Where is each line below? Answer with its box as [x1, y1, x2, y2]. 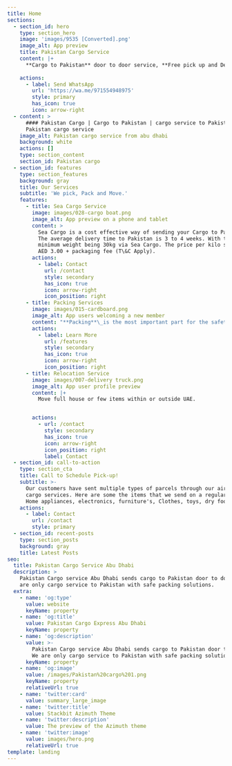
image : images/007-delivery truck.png [32, 376, 144, 384]
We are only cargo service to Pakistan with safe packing [32, 652, 202, 659]
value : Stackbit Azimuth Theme [25, 710, 116, 717]
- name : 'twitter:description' [19, 716, 110, 723]
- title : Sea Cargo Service [25, 203, 107, 210]
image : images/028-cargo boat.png [32, 209, 131, 216]
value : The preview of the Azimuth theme [25, 723, 147, 730]
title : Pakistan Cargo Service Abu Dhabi [13, 562, 135, 569]
